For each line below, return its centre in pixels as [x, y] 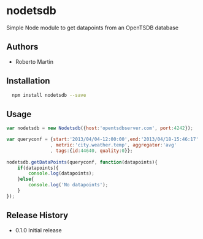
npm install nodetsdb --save [49, 95]
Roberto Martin [34, 61]
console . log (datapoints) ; [62, 173]
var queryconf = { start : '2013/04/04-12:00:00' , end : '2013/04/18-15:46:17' [103, 139]
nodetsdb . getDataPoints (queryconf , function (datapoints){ [82, 162]
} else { [26, 179]
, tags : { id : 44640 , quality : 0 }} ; [91, 151]
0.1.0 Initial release [39, 230]
